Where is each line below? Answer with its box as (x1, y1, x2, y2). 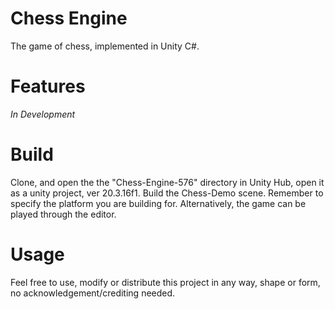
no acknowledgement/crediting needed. (10, 287, 176, 299)
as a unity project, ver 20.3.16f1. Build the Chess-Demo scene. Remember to (10, 187, 324, 199)
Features (10, 75, 86, 98)
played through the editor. (10, 208, 117, 220)
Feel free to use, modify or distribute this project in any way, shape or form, (10, 276, 321, 288)
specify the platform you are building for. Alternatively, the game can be (10, 197, 307, 209)
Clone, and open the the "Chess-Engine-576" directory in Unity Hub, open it (10, 176, 325, 188)
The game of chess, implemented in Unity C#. (10, 40, 200, 52)
